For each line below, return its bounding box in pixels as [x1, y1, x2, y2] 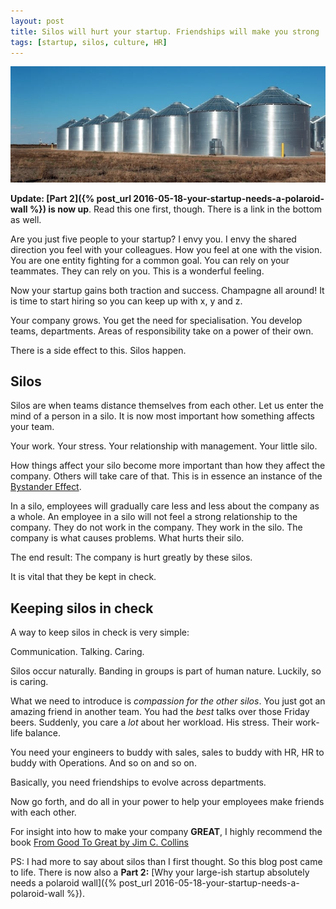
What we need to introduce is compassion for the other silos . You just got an [10, 695, 326, 707]
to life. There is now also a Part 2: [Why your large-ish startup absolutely [10, 866, 310, 879]
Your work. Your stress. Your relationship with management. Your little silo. [10, 440, 318, 452]
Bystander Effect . [10, 481, 82, 493]
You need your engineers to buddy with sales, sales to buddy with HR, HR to [10, 746, 325, 759]
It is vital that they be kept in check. [10, 571, 157, 583]
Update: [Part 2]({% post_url [10, 192, 132, 204]
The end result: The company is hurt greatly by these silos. [10, 551, 253, 564]
